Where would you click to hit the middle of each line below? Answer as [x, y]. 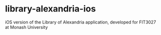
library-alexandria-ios [50, 9]
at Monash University [26, 27]
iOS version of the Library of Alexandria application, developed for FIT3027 [80, 22]
